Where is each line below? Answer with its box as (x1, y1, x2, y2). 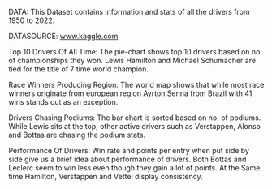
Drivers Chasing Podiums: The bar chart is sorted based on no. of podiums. (8, 113, 261, 122)
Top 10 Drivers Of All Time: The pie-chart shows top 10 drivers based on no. (8, 47, 262, 56)
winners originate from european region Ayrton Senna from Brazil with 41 (8, 88, 253, 98)
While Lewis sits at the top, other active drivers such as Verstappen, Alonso (8, 122, 261, 131)
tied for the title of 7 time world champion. (8, 64, 149, 74)
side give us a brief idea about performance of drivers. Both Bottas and (8, 154, 247, 164)
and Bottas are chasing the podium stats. (8, 130, 146, 140)
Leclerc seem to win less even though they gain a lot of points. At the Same (8, 163, 261, 173)
